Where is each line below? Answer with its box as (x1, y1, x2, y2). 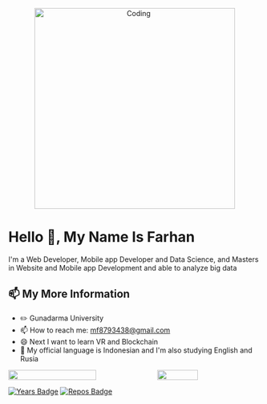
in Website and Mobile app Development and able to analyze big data (8, 263, 237, 272)
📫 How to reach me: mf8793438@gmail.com (19, 325, 171, 335)
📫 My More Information (8, 288, 131, 301)
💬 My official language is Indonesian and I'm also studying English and (19, 345, 253, 355)
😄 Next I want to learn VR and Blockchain (19, 337, 159, 346)
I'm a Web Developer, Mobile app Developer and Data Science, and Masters (8, 254, 259, 264)
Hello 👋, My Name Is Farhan (8, 228, 195, 247)
